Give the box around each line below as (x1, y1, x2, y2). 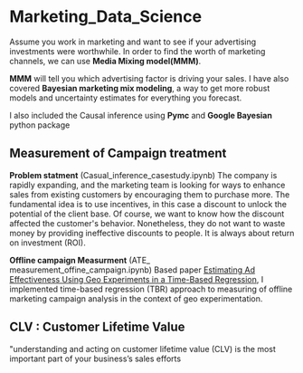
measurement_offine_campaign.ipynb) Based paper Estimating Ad (9, 264, 256, 275)
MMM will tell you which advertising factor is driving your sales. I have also (9, 72, 289, 83)
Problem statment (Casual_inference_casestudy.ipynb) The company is (9, 169, 278, 180)
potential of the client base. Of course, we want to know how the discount (9, 208, 285, 219)
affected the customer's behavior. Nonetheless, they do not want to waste (9, 217, 286, 228)
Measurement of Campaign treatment (9, 146, 227, 161)
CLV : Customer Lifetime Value (9, 320, 185, 335)
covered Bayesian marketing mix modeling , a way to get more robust (9, 82, 270, 93)
